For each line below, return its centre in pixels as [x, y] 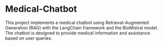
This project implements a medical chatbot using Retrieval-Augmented [77, 23]
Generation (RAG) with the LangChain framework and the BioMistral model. [82, 27]
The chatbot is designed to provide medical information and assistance [78, 33]
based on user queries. [29, 38]
